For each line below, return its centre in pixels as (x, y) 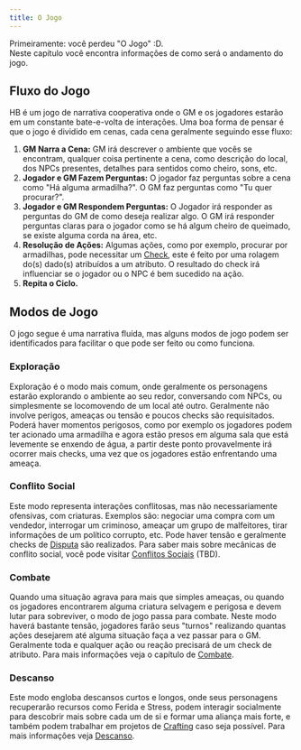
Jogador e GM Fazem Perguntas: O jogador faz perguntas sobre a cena (156, 178)
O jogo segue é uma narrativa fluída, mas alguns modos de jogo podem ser (149, 334)
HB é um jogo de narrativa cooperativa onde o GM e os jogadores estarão (146, 113)
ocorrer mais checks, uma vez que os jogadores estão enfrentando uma (143, 453)
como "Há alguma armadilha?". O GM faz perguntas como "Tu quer (147, 188)
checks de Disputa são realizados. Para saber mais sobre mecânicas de (143, 544)
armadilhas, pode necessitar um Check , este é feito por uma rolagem (150, 255)
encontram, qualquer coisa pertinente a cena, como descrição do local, (155, 159)
